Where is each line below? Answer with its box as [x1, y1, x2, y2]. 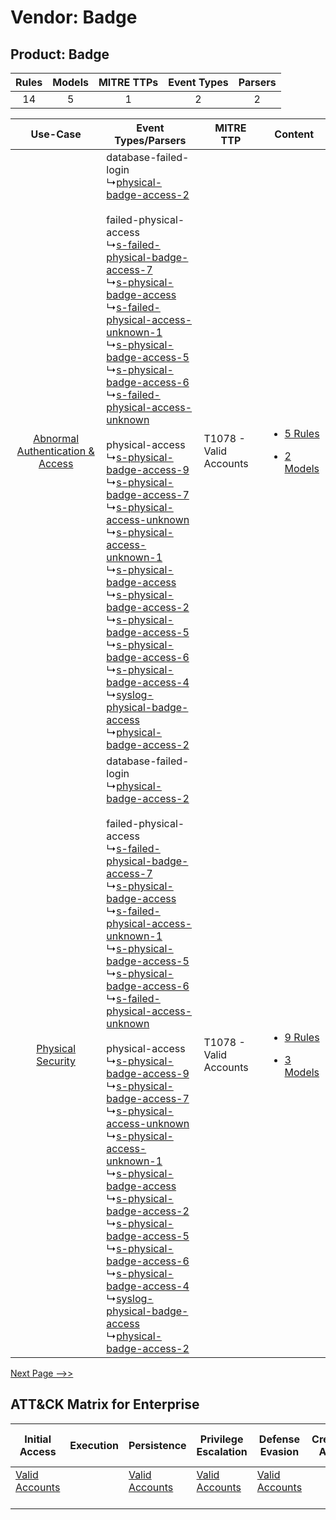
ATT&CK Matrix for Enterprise [10, 1396, 200, 1413]
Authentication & [16, 444, 95, 458]
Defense [258, 1432, 300, 1446]
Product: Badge [10, 46, 110, 63]
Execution [69, 1438, 119, 1452]
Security [36, 1054, 77, 1068]
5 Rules [284, 427, 320, 440]
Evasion [259, 1444, 300, 1458]
